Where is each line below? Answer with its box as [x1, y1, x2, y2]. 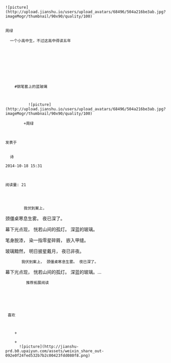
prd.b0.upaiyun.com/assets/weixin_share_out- [5, 349, 104, 354]
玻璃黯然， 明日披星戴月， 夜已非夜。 [5, 248, 84, 254]
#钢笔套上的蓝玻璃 [14, 84, 48, 89]
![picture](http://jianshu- [18, 344, 79, 349]
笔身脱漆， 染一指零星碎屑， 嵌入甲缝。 [5, 237, 89, 243]
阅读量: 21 [5, 182, 27, 187]
